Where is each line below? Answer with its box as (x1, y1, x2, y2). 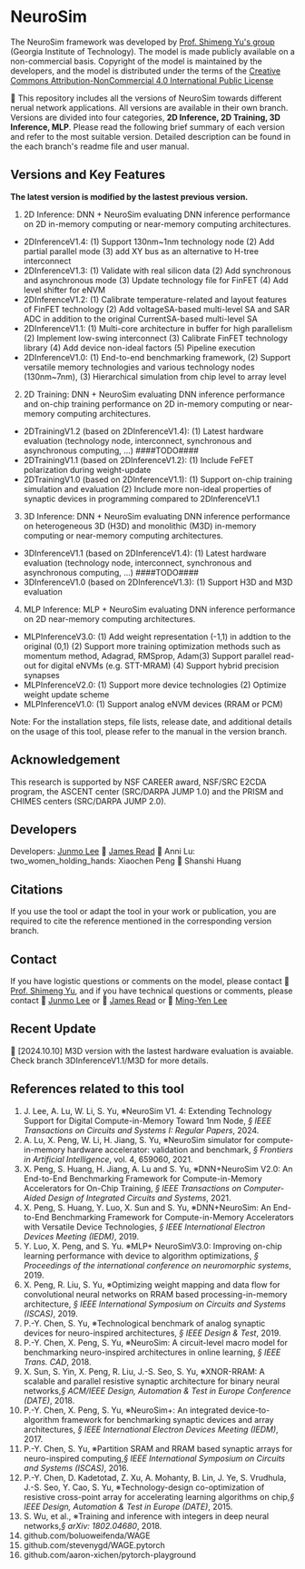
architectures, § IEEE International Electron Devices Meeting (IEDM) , (23, 1424, 280, 1435)
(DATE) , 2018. (23, 1395, 75, 1406)
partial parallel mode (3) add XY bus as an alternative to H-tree (23, 245, 260, 256)
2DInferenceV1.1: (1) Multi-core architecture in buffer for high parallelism (23, 322, 293, 333)
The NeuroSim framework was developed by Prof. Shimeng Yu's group (10, 36, 275, 47)
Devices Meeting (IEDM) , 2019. (23, 1230, 140, 1241)
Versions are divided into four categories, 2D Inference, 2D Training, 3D (10, 112, 280, 123)
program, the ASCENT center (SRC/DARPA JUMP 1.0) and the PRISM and (10, 785, 284, 796)
